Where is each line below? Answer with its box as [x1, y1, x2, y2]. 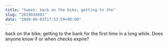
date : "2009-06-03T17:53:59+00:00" [5, 17, 81, 22]
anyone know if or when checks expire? [5, 36, 90, 42]
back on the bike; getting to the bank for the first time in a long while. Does [5, 31, 163, 37]
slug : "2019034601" [5, 12, 47, 17]
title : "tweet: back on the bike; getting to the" [5, 7, 116, 13]
